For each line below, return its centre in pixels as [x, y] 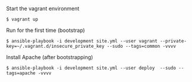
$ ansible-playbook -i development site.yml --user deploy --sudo [91, 68]
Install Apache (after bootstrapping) [50, 57]
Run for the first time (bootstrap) [46, 30]
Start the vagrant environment [43, 9]
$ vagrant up [22, 19]
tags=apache [21, 73]
